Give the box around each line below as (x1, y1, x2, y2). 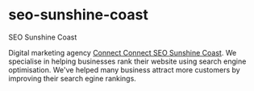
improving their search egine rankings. (8, 73, 137, 83)
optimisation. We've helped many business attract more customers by (8, 64, 240, 74)
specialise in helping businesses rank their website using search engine (8, 56, 247, 66)
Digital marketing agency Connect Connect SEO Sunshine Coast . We (8, 48, 237, 57)
